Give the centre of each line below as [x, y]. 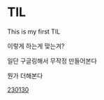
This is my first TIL [34, 31]
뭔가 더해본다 [25, 76]
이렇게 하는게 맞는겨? [36, 45]
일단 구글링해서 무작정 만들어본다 [52, 61]
